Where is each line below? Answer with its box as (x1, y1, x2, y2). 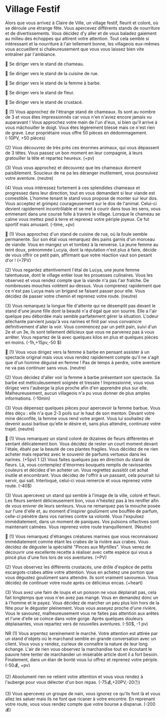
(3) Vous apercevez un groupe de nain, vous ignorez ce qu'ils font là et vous (5, 690, 161, 696)
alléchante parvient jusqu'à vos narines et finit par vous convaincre (5, 318, 142, 324)
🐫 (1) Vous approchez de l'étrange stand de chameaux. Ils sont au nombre (5, 109, 156, 115)
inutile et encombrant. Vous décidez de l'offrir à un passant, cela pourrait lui (5, 472, 160, 478)
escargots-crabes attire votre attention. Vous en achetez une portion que (5, 569, 154, 575)
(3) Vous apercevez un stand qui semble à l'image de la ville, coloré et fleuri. (5, 492, 161, 498)
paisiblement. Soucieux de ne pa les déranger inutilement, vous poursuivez (5, 169, 158, 176)
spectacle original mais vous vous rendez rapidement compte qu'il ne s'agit (5, 354, 159, 360)
